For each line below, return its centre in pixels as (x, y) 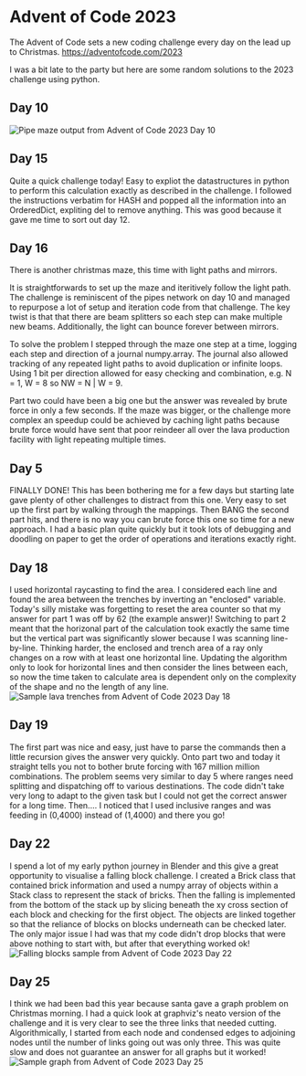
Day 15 (29, 158)
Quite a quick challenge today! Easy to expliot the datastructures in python (149, 181)
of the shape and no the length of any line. (89, 686)
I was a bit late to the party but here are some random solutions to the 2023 (152, 69)
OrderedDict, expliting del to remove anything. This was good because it (146, 210)
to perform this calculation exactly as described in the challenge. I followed (151, 190)
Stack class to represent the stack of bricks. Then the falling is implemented (153, 895)
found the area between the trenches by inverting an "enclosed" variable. (148, 599)
